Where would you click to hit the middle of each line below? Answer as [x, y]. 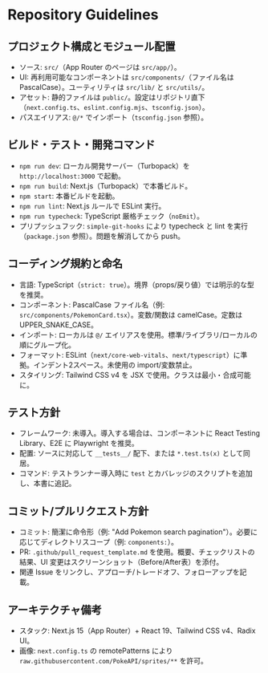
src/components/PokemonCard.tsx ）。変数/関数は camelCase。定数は [130, 314]
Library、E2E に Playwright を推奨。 [79, 444]
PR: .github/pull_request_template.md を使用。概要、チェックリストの [137, 552]
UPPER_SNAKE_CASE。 [58, 324]
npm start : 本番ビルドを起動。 [69, 196]
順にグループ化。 [47, 345]
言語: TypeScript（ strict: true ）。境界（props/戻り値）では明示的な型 [136, 284]
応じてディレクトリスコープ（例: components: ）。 [98, 542]
